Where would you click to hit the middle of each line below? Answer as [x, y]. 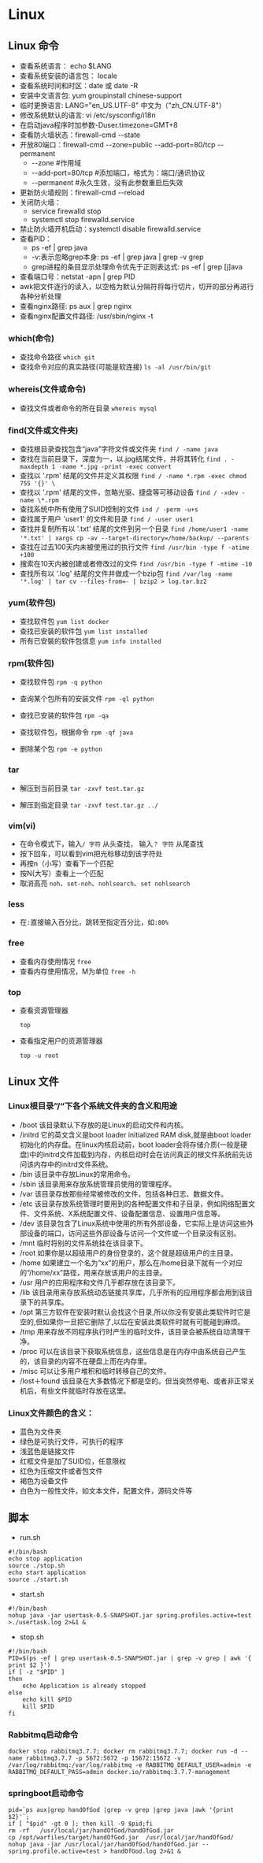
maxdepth [34, 466]
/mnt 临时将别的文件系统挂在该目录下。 [83, 1243]
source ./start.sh [38, 1579]
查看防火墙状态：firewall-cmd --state [80, 135]
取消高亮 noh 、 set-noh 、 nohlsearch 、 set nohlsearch [105, 883]
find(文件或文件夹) [43, 430]
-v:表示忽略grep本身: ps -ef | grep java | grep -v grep [117, 257]
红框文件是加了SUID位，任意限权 [73, 1461]
